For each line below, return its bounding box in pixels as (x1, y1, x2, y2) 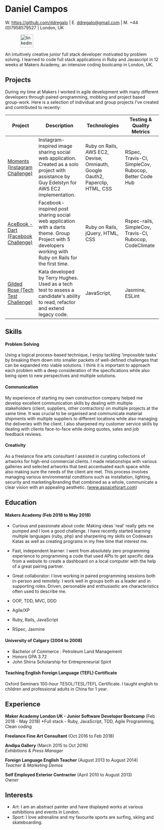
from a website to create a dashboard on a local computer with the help (12, 558, 156, 564)
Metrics (131, 128, 150, 135)
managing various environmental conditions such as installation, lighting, (5, 474, 151, 479)
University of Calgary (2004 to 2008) (5, 637, 82, 643)
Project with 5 (38, 236, 71, 243)
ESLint (124, 292, 140, 299)
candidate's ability (38, 292, 81, 299)
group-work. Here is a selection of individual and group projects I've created (5, 99, 159, 105)
